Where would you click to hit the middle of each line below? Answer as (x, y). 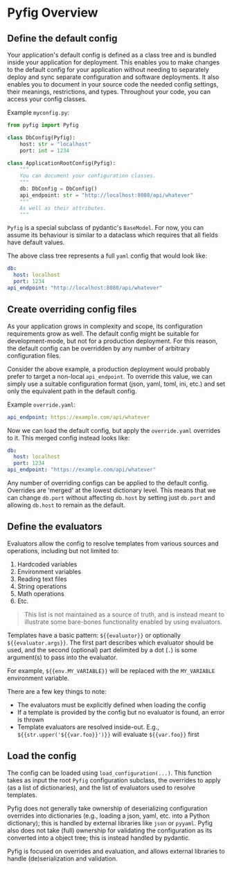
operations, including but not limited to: (63, 550)
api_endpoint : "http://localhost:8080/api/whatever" (85, 288)
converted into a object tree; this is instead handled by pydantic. (99, 837)
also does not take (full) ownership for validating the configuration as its (110, 830)
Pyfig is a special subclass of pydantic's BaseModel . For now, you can (106, 228)
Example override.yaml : (42, 404)
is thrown (30, 719)
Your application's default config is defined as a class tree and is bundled (112, 55)
